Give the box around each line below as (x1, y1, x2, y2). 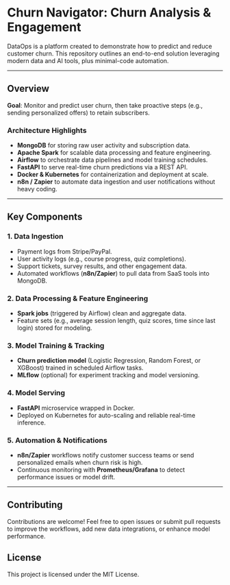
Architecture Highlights (7, 126, 87, 135)
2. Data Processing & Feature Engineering (7, 294, 149, 303)
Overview (7, 83, 50, 95)
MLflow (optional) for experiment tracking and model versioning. (16, 371, 200, 379)
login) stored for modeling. (16, 324, 92, 332)
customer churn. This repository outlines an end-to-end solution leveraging (7, 49, 220, 58)
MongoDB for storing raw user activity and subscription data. (16, 141, 190, 150)
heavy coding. (16, 185, 57, 193)
